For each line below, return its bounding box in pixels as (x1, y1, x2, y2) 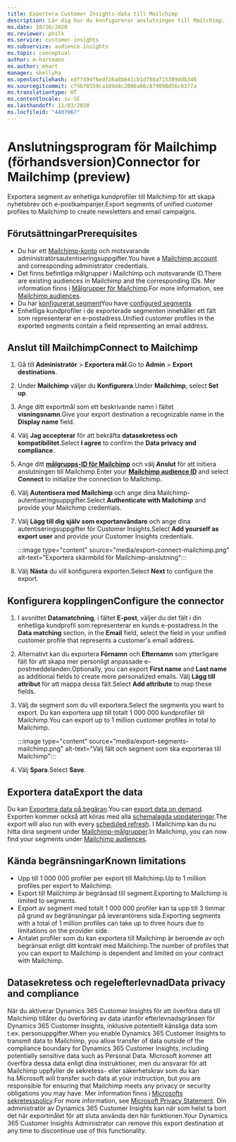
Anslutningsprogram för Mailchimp (7, 139, 217, 155)
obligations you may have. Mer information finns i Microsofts (7, 1088, 183, 1097)
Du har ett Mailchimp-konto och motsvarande (17, 246, 150, 254)
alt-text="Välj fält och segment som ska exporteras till (65, 744, 222, 753)
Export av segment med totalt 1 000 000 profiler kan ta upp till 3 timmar (17, 904, 225, 912)
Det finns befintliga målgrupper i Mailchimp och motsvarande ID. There (17, 269, 222, 277)
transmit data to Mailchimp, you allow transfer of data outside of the (7, 1036, 204, 1045)
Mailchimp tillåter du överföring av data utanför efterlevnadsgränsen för (7, 1014, 216, 1022)
